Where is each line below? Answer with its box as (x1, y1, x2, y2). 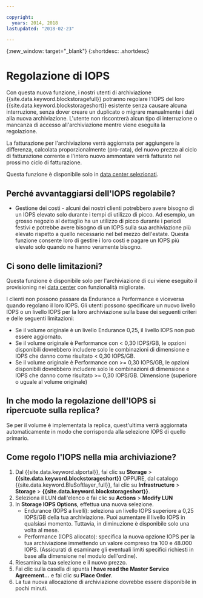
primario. (6, 434, 29, 442)
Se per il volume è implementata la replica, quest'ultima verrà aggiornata (6, 421, 188, 429)
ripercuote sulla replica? (6, 405, 100, 415)
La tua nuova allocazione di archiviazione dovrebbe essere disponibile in (15, 578, 197, 585)
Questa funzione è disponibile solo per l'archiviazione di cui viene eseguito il (6, 277, 198, 284)
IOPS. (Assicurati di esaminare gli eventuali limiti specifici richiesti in (24, 546, 194, 553)
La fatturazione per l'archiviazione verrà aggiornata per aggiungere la (6, 139, 180, 147)
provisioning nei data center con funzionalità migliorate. (6, 283, 145, 291)
